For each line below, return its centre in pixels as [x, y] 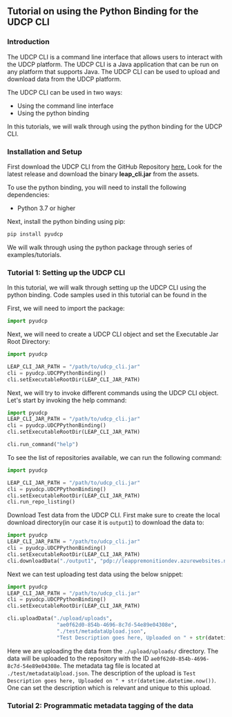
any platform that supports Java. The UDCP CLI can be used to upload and [114, 71]
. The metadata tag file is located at [110, 665]
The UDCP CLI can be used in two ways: [65, 92]
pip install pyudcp [35, 234]
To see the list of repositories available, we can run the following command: [115, 457]
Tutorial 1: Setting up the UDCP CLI [66, 272]
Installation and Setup [45, 151]
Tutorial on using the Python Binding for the [103, 11]
